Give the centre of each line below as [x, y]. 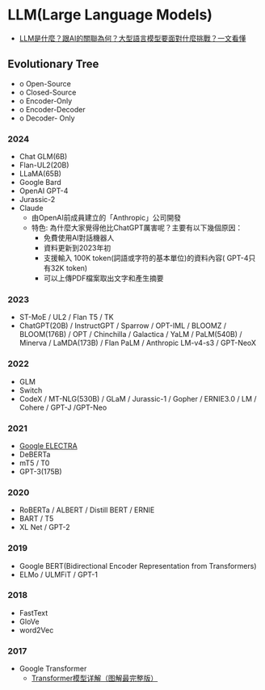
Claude [31, 208]
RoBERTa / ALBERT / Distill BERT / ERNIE [87, 510]
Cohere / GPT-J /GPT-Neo [63, 407]
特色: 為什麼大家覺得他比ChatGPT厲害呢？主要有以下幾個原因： [137, 228]
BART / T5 [36, 519]
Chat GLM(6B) [43, 157]
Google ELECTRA [48, 445]
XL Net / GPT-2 [44, 528]
